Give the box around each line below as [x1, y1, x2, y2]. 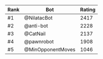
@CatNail [24, 30, 46, 37]
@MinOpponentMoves [24, 46, 76, 53]
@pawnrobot [24, 39, 54, 45]
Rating [80, 6, 96, 13]
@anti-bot [24, 22, 48, 29]
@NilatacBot [24, 15, 52, 21]
